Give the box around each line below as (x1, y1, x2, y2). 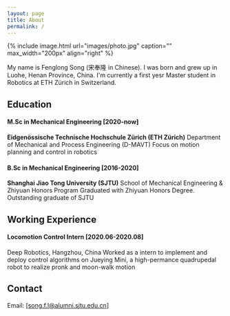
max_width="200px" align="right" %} (7, 49, 114, 57)
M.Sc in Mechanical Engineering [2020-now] (7, 118, 139, 126)
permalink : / (7, 23, 45, 30)
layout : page (7, 10, 45, 17)
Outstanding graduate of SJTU (7, 194, 94, 202)
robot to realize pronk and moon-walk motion (7, 263, 136, 271)
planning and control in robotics (7, 148, 98, 156)
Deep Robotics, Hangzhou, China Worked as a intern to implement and (7, 248, 208, 256)
